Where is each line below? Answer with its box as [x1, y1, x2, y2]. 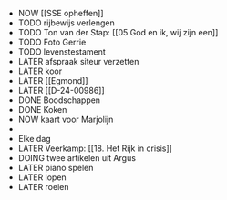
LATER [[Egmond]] [17, 75, 88, 85]
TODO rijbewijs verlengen [17, 17, 116, 28]
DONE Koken [17, 105, 67, 115]
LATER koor [17, 65, 63, 76]
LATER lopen [17, 172, 67, 183]
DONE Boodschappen [17, 95, 101, 105]
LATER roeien [17, 182, 70, 192]
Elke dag [17, 134, 52, 144]
